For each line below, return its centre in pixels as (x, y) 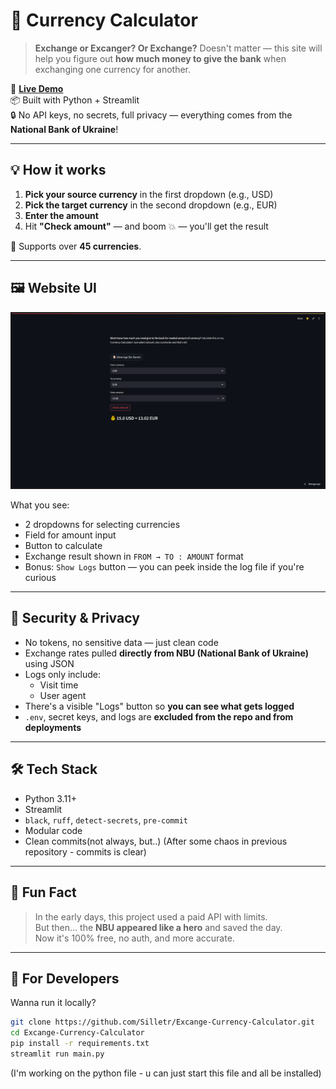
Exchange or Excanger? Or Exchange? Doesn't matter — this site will (178, 48)
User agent (63, 695)
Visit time (59, 685)
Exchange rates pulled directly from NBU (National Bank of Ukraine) (167, 653)
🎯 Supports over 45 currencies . (76, 246)
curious (40, 578)
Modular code (53, 830)
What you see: (40, 505)
